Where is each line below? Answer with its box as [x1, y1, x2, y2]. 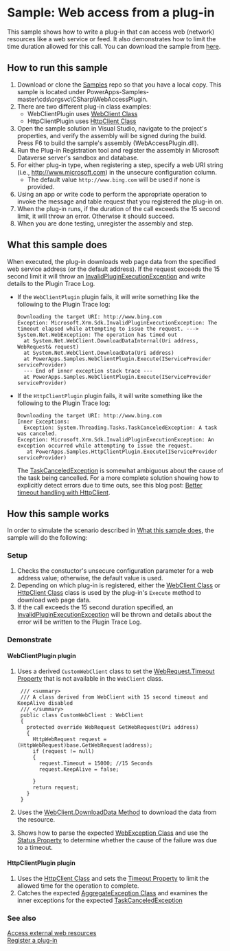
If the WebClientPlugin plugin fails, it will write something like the [16, 292, 200, 300]
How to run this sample [7, 62, 108, 74]
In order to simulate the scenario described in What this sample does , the [7, 526, 214, 534]
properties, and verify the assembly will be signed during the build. [16, 131, 207, 140]
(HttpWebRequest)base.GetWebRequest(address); [16, 741, 153, 749]
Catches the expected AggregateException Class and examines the [16, 889, 208, 897]
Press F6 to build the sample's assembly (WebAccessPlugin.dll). [16, 139, 199, 147]
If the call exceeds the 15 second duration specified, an [16, 603, 174, 611]
